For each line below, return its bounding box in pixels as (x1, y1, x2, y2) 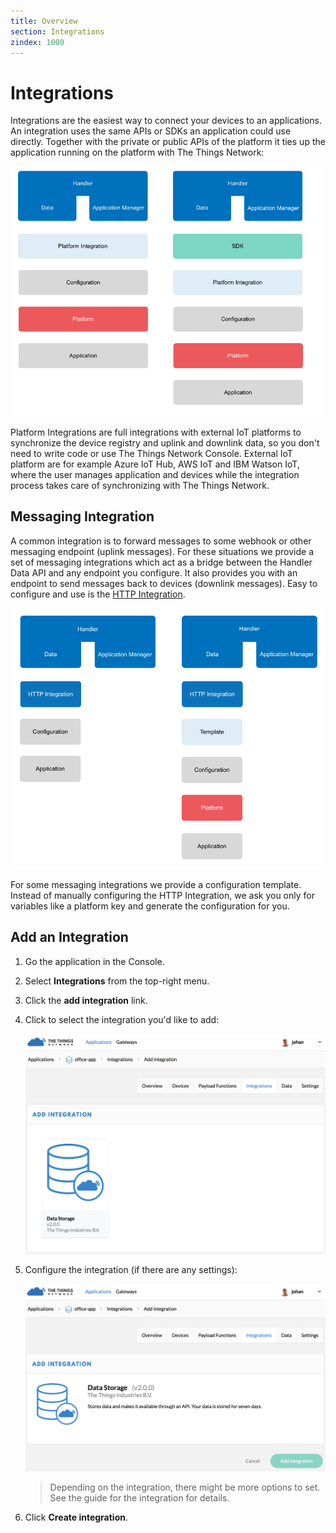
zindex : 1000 (10, 37, 65, 47)
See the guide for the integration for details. (49, 1492, 230, 1504)
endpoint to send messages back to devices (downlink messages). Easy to (10, 577, 318, 589)
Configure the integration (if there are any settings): (24, 1263, 238, 1275)
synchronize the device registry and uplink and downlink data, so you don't (10, 436, 320, 449)
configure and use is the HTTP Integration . (10, 588, 186, 600)
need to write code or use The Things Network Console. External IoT (10, 447, 293, 459)
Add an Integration (10, 929, 129, 946)
